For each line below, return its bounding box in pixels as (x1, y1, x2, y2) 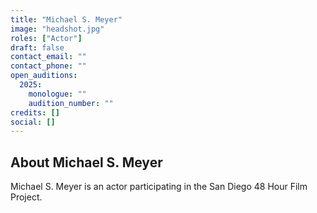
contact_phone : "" (10, 61, 87, 71)
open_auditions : (10, 71, 78, 81)
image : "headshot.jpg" (10, 24, 105, 34)
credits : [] (10, 107, 60, 118)
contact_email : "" (10, 52, 87, 62)
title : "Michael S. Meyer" (10, 14, 123, 25)
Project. (10, 191, 43, 203)
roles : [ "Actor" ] (10, 33, 83, 43)
